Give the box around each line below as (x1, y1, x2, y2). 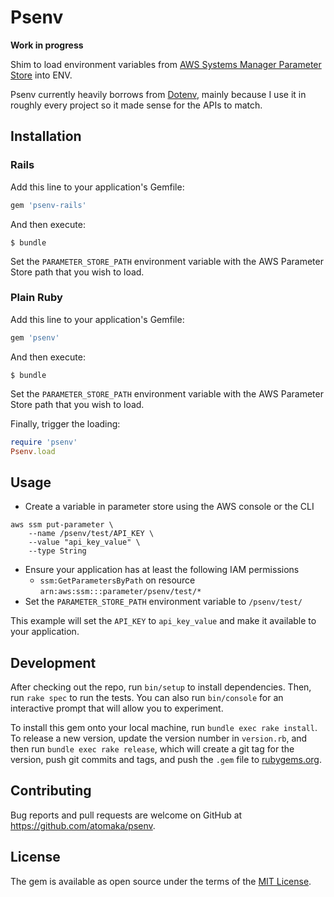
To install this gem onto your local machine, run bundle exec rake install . (10, 722, 318, 734)
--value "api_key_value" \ (28, 537, 141, 548)
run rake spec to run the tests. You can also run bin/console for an (10, 692, 284, 704)
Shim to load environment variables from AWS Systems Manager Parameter (10, 58, 322, 70)
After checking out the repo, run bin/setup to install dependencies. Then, (10, 681, 312, 693)
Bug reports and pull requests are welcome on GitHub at (10, 809, 243, 821)
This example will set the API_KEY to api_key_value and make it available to (10, 615, 317, 627)
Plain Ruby (10, 291, 63, 305)
